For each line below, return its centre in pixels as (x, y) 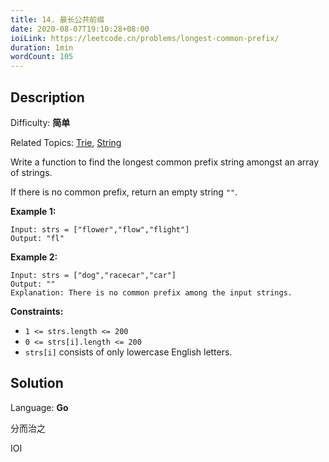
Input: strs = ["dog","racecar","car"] (93, 275)
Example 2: (34, 257)
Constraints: (37, 311)
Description (47, 97)
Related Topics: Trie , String (66, 142)
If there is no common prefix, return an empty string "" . (124, 192)
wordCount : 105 (42, 57)
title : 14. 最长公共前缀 (57, 19)
